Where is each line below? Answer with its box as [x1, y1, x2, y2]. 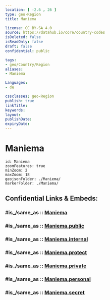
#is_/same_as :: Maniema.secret [5, 289, 85, 296]
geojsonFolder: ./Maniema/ [5, 177, 61, 181]
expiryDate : [5, 121, 30, 126]
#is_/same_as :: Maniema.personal [5, 276, 91, 283]
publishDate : [5, 117, 32, 122]
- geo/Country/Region [5, 62, 50, 67]
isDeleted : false [5, 35, 41, 40]
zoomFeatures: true [5, 163, 46, 169]
